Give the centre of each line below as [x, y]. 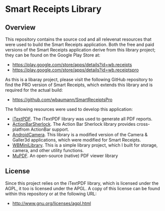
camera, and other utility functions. [48, 150]
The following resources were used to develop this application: [69, 109]
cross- [143, 124]
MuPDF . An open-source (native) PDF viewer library [65, 156]
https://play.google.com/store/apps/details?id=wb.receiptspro [76, 70]
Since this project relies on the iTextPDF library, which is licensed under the [82, 183]
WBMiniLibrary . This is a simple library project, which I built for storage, [85, 145]
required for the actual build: [34, 90]
